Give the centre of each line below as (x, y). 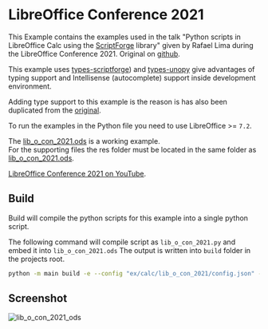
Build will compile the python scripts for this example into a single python (128, 218)
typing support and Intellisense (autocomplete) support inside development (132, 77)
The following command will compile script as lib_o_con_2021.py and (122, 242)
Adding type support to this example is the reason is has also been (118, 101)
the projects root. (37, 259)
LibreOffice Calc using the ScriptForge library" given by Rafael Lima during (131, 45)
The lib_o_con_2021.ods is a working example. (85, 141)
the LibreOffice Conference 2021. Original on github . (95, 54)
